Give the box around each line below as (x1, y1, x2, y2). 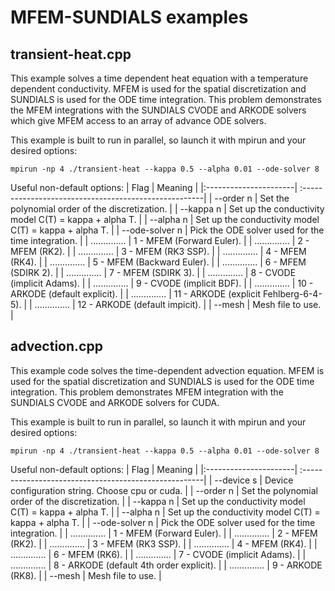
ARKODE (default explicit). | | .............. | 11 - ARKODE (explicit (10, 288, 261, 300)
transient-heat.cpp (10, 46, 132, 63)
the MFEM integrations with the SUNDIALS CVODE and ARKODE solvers (10, 104, 307, 116)
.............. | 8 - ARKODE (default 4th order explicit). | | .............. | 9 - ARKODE (10, 559, 323, 571)
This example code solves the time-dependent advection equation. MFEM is (10, 364, 325, 376)
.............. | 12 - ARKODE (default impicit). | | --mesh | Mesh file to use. (34, 299, 322, 310)
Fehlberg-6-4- (262, 288, 323, 300)
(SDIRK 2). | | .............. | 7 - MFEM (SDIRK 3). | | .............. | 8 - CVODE (10, 267, 297, 278)
